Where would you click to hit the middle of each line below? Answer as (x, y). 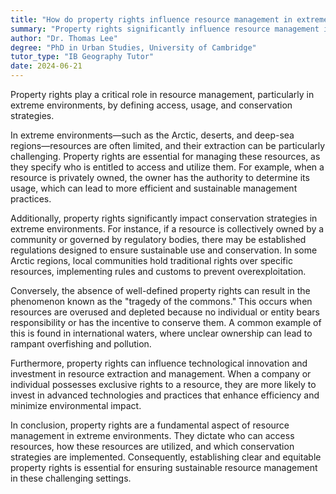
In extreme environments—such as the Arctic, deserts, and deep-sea (152, 135)
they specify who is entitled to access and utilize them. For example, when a (167, 167)
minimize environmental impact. (76, 405)
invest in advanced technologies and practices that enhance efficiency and (165, 395)
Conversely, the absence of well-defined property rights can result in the (160, 290)
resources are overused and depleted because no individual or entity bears (165, 312)
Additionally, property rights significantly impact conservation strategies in (164, 218)
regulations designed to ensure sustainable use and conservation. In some (164, 250)
